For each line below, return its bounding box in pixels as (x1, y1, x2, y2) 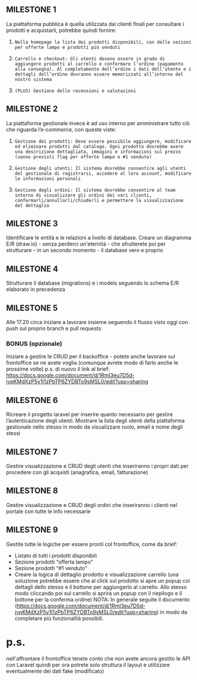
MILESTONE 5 (6, 303, 58, 313)
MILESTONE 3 (6, 218, 58, 229)
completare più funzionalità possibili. (14, 614, 104, 622)
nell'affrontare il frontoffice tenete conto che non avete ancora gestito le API (6, 655, 191, 662)
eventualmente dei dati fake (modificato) (6, 667, 105, 675)
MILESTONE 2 (6, 104, 58, 114)
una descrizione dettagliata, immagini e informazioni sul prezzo (14, 149, 181, 155)
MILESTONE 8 (6, 486, 58, 496)
